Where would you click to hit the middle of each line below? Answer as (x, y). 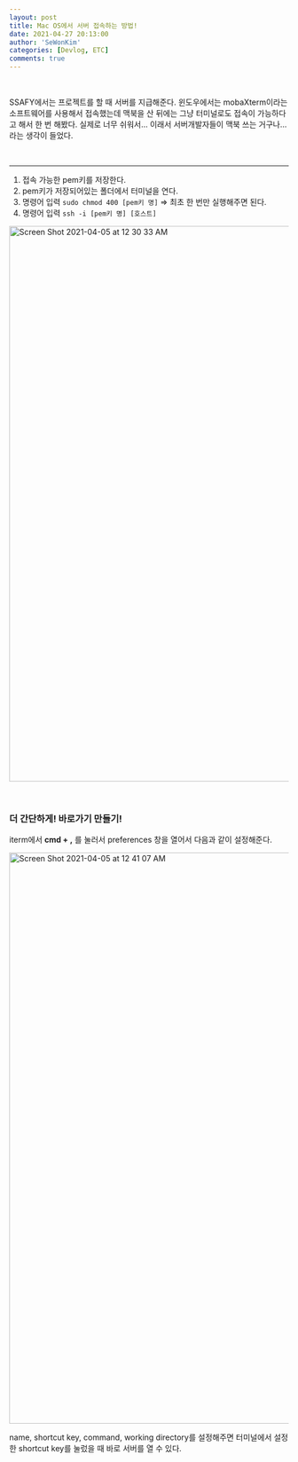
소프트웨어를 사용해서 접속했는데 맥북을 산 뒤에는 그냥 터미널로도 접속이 (132, 113)
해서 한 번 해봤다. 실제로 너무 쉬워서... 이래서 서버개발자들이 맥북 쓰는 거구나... (153, 124)
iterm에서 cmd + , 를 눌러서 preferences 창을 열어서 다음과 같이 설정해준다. (141, 840)
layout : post (33, 17)
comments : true (37, 59)
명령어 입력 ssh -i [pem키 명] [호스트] (89, 213)
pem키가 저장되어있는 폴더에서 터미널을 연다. (100, 191)
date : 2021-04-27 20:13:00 (59, 34)
